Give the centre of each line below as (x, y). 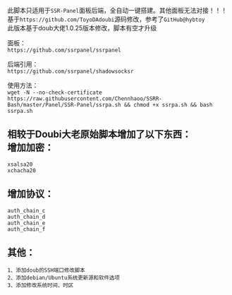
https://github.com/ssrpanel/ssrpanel (64, 50)
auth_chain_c (26, 210)
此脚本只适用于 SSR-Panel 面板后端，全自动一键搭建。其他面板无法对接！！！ (117, 10)
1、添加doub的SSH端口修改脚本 (47, 270)
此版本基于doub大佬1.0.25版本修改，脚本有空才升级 (82, 28)
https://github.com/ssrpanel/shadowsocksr (71, 71)
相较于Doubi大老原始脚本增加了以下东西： (99, 134)
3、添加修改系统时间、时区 (41, 285)
